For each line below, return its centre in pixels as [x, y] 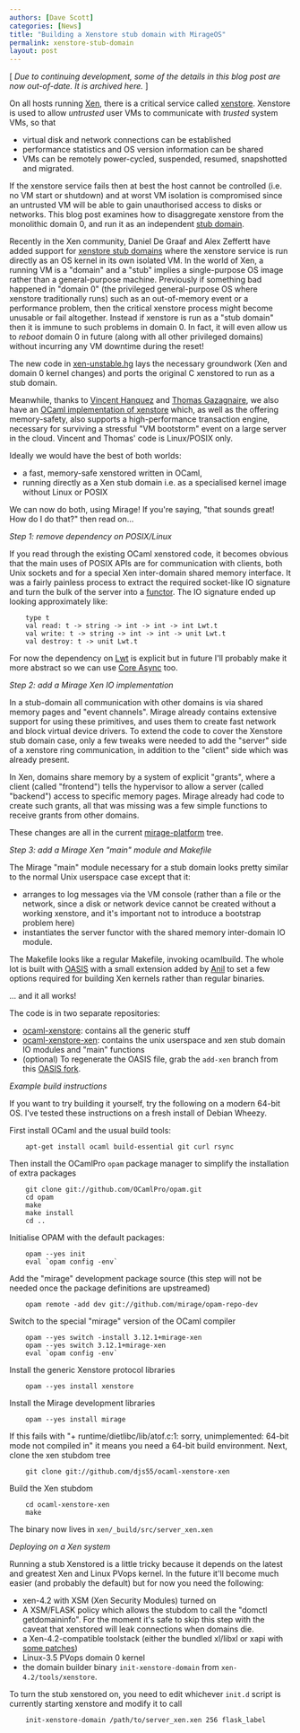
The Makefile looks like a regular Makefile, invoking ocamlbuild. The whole [147, 959]
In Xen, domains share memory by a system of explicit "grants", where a [142, 777]
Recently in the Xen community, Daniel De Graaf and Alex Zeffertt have [140, 241]
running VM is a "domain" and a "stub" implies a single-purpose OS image [146, 270]
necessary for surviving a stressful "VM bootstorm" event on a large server [148, 429]
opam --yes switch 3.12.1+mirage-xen [96, 1346]
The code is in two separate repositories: [85, 1013]
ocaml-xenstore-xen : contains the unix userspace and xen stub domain [154, 1040]
